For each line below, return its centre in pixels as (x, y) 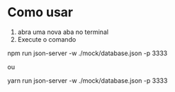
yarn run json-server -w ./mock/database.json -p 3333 (87, 80)
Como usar (40, 12)
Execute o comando (47, 39)
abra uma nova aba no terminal (63, 32)
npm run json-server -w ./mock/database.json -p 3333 (87, 53)
